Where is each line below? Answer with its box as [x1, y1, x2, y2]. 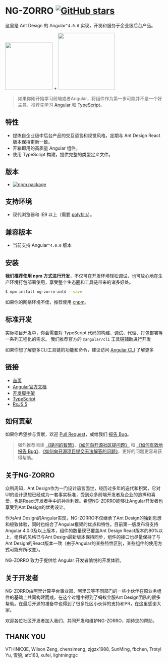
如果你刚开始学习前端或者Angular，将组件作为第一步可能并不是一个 [17, 95, 158, 101]
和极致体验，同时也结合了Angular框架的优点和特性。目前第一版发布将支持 [5, 521, 159, 527]
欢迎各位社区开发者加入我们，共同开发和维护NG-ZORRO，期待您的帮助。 [5, 617, 157, 624]
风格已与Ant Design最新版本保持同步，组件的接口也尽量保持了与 [27, 534, 161, 540]
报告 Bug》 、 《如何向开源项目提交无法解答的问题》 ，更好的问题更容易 [17, 448, 158, 455]
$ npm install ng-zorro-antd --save [5, 289, 82, 294]
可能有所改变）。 [9, 547, 43, 553]
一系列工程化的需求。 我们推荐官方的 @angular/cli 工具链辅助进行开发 [5, 336, 151, 342]
